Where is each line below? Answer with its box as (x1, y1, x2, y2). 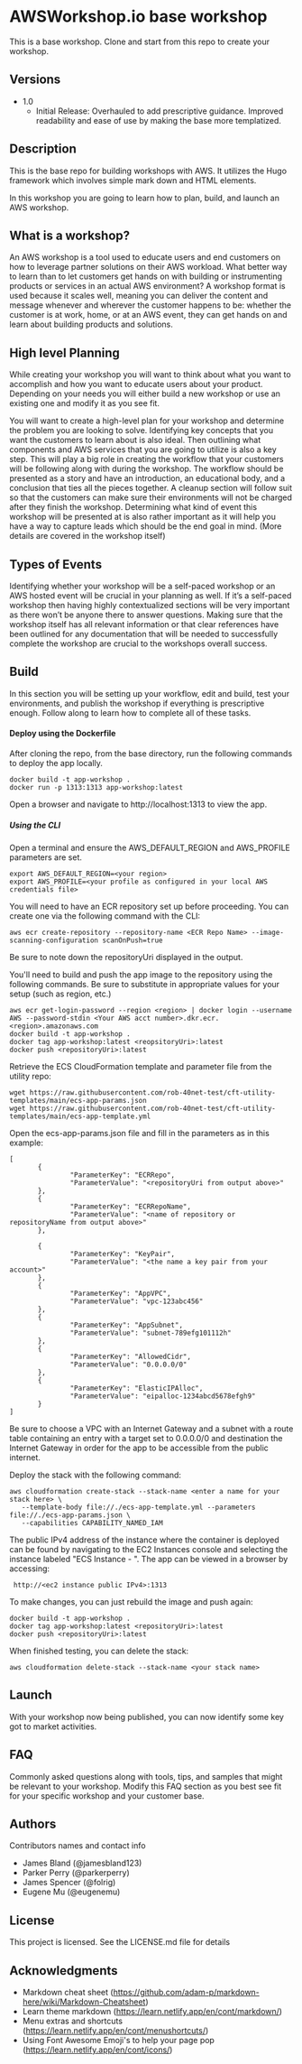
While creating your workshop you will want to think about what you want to (9, 369, 291, 380)
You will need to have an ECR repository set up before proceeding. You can (9, 901, 289, 912)
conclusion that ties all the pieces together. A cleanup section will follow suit (9, 483, 293, 494)
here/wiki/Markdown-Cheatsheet (22, 1996, 146, 2007)
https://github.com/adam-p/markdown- (113, 1987, 260, 1998)
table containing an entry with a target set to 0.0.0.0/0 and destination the (9, 1432, 283, 1443)
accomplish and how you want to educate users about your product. (9, 379, 263, 390)
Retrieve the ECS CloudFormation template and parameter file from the (9, 1060, 272, 1071)
